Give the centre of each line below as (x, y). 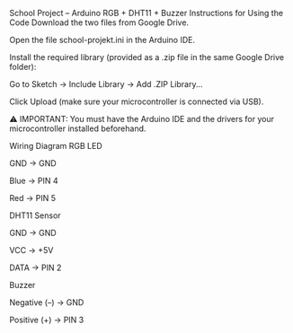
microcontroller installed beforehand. (78, 128)
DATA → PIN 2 (36, 267)
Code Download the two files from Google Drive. (99, 22)
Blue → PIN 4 (34, 180)
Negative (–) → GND (47, 302)
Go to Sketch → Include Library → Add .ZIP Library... (107, 84)
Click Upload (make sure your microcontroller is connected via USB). (137, 101)
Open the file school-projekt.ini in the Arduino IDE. (102, 40)
